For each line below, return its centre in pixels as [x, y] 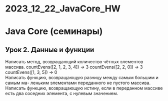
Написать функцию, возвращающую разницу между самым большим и [82, 78]
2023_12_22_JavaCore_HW [63, 9]
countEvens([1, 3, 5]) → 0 [31, 72]
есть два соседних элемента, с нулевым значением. [62, 94]
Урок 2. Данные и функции [50, 50]
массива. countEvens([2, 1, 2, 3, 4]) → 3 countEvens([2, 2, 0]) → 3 [74, 67]
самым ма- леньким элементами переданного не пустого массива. [78, 83]
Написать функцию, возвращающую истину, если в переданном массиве [84, 88]
